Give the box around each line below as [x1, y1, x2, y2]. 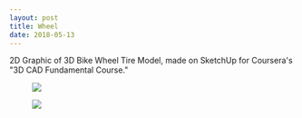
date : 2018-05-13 [9, 30, 75, 39]
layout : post [9, 13, 59, 23]
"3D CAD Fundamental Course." [9, 64, 129, 75]
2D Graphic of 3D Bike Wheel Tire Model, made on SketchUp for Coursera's [9, 55, 293, 66]
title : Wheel [9, 22, 59, 31]
